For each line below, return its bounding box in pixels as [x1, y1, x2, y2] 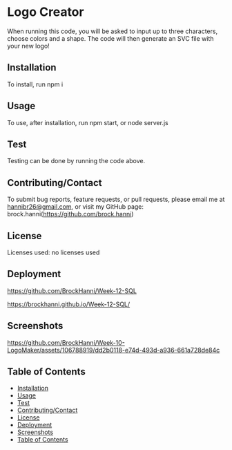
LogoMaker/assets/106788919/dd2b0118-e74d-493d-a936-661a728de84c [7, 346, 220, 354]
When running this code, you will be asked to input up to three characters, [7, 27, 218, 35]
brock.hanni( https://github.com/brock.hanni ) [7, 210, 134, 218]
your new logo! [7, 41, 50, 50]
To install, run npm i [7, 80, 64, 88]
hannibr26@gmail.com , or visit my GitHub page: [7, 203, 144, 211]
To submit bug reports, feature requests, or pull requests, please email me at [7, 195, 225, 204]
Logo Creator [7, 4, 84, 20]
